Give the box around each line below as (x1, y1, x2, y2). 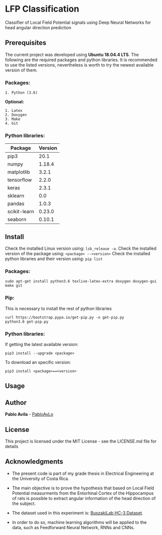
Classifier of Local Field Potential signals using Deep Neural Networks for (5, 19, 151, 25)
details (5, 444, 18, 449)
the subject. (12, 500, 36, 506)
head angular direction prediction (5, 24, 72, 30)
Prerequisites (5, 39, 46, 47)
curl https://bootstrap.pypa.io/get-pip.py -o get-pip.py (5, 315, 124, 320)
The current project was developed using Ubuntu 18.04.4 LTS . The (5, 52, 139, 57)
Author (5, 398, 27, 407)
